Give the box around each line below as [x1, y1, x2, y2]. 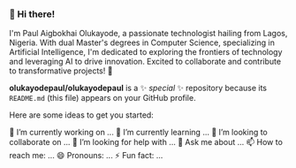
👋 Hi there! [9, 8, 56, 20]
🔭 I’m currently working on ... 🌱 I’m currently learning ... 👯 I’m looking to [9, 127, 268, 138]
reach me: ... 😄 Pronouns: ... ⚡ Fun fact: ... [9, 150, 163, 161]
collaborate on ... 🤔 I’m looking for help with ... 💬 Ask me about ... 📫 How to [9, 137, 283, 148]
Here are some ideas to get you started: [9, 110, 155, 120]
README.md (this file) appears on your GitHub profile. [9, 93, 196, 103]
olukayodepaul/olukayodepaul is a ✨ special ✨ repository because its [9, 83, 268, 94]
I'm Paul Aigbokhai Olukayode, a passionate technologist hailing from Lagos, [9, 28, 288, 39]
